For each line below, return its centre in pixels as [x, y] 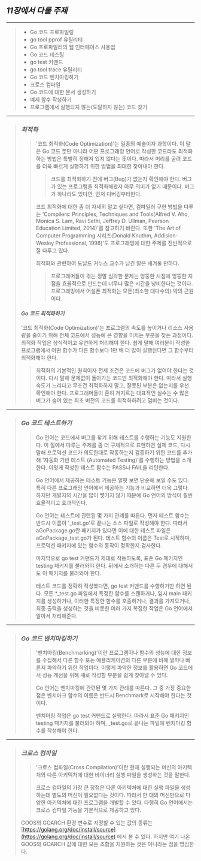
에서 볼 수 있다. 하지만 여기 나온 [153, 837]
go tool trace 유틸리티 [56, 69]
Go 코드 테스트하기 [46, 423]
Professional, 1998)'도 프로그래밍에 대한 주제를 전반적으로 [124, 243]
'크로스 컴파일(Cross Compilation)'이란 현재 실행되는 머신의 [106, 767]
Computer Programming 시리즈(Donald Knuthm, [94, 236]
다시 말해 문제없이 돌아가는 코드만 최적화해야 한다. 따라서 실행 [121, 378]
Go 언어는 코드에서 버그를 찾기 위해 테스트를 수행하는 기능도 [105, 437]
